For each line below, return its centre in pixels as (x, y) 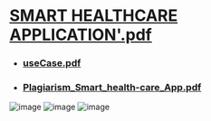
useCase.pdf (52, 63)
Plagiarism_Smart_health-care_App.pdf (112, 88)
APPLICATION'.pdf (81, 35)
